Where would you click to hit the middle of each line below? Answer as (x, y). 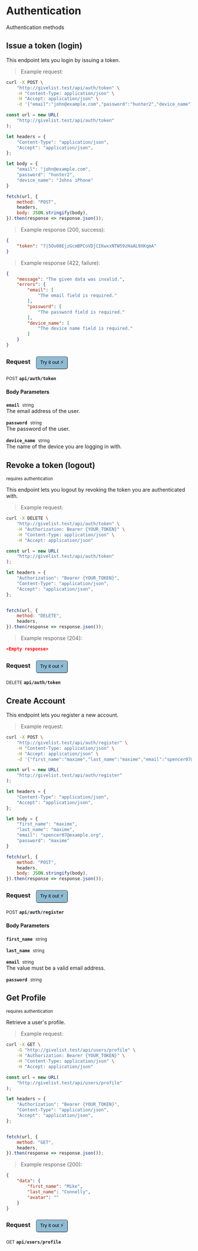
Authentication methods (35, 27)
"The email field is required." (77, 296)
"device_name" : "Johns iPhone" (55, 180)
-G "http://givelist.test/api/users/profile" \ (76, 1050)
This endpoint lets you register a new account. (62, 715)
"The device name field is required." (85, 329)
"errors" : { (31, 285)
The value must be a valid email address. (56, 968)
